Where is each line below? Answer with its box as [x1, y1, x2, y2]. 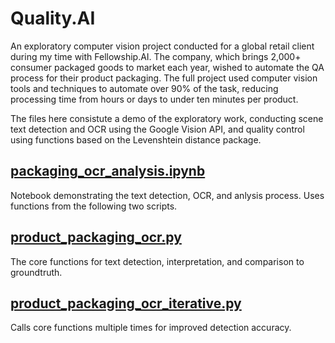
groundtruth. [10, 266, 63, 278]
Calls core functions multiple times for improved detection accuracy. [10, 322, 292, 334]
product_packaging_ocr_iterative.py [10, 295, 242, 312]
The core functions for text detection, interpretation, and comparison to [10, 255, 305, 267]
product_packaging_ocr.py [10, 229, 182, 246]
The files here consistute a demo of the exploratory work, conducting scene [10, 112, 324, 124]
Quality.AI [10, 7, 96, 30]
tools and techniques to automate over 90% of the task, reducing [10, 82, 279, 94]
